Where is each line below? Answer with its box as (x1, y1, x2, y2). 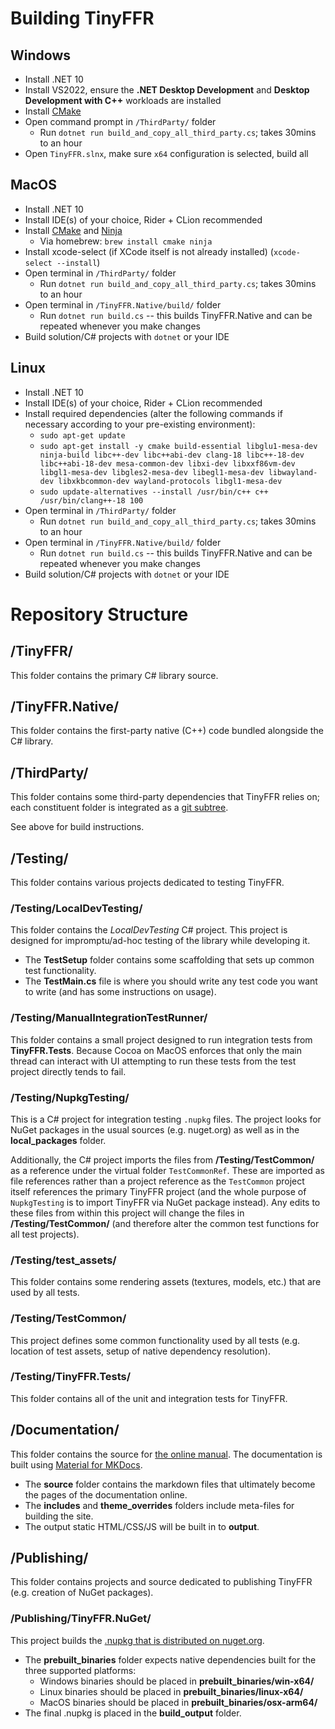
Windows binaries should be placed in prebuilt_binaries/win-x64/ (39, 1675, 315, 1687)
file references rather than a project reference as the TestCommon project (10, 1175, 305, 1187)
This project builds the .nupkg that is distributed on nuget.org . (10, 1634, 265, 1646)
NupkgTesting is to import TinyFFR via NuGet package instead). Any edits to (10, 1196, 321, 1208)
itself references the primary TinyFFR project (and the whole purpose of (10, 1185, 307, 1197)
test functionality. (24, 965, 97, 977)
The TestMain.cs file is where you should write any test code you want (24, 975, 318, 987)
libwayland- (268, 467, 318, 477)
